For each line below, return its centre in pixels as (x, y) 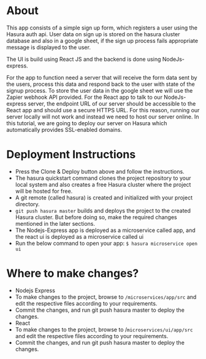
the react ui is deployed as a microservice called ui (79, 236)
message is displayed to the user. (48, 47)
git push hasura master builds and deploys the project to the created (103, 210)
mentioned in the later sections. (55, 223)
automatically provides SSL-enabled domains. (64, 129)
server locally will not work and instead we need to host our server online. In (103, 117)
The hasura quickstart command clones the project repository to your (103, 178)
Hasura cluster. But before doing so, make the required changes (96, 217)
